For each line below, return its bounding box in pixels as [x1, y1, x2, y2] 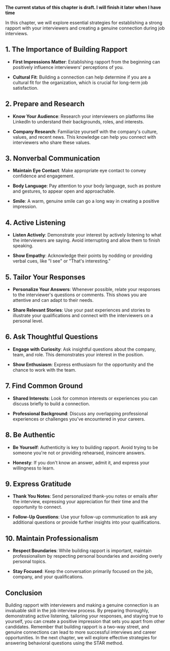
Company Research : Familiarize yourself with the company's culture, [12, 128, 158, 135]
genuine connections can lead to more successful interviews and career [5, 629, 156, 635]
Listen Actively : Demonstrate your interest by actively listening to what [12, 232, 161, 238]
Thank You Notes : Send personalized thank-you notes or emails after [12, 493, 158, 499]
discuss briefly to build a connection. [12, 400, 90, 407]
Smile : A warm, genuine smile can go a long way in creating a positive [12, 198, 160, 204]
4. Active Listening [5, 218, 66, 227]
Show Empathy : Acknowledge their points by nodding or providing [12, 252, 153, 259]
